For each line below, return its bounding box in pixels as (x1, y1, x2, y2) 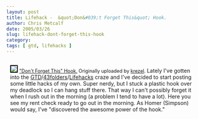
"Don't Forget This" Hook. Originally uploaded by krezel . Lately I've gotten (19, 67, 190, 74)
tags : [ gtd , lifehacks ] (6, 43, 72, 49)
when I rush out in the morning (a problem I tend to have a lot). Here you (10, 92, 191, 100)
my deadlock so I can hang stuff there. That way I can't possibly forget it (10, 86, 192, 93)
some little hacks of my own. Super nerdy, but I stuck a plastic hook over (10, 80, 193, 87)
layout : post (6, 8, 39, 15)
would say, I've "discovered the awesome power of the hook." (10, 106, 165, 113)
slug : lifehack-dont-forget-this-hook (6, 32, 104, 38)
